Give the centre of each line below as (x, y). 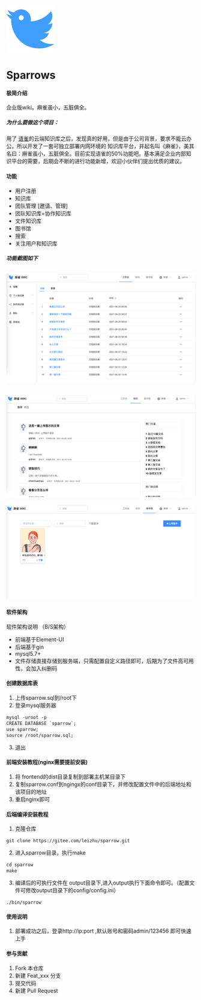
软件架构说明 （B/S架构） (38, 626)
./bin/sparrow (24, 903)
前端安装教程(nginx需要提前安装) (47, 762)
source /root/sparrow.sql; (40, 735)
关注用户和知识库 (36, 243)
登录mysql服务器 (36, 705)
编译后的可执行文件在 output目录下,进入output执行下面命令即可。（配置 (102, 883)
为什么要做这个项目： (32, 122)
